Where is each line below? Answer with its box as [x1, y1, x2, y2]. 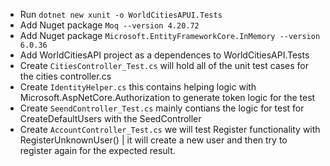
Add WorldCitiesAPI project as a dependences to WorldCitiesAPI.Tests [19, 49, 310, 61]
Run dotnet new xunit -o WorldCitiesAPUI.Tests [19, 9, 223, 20]
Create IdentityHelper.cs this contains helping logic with [19, 81, 257, 93]
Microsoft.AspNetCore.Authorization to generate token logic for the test [19, 92, 316, 103]
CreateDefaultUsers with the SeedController [19, 113, 202, 124]
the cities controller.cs [19, 70, 112, 82]
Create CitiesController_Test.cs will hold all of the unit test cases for [19, 60, 309, 71]
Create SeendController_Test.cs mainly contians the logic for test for [19, 102, 305, 114]
